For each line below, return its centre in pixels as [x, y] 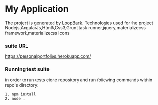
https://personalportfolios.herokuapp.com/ [48, 56]
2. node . [15, 98]
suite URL [17, 46]
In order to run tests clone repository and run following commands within [79, 80]
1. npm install [21, 94]
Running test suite [27, 69]
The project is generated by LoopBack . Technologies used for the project [79, 23]
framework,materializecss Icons [37, 33]
